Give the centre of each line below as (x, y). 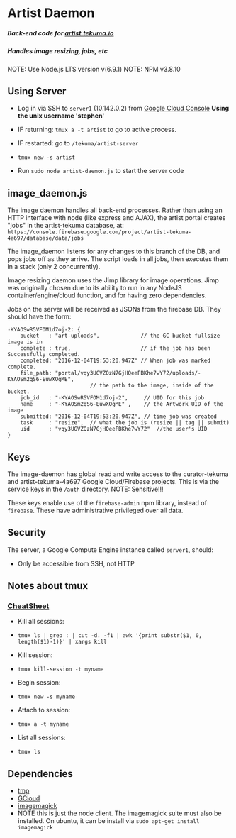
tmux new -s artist (46, 158)
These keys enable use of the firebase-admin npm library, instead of (107, 502)
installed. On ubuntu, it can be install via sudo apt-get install (108, 821)
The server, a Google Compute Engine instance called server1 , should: (111, 550)
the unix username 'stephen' (61, 116)
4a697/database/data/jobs (45, 238)
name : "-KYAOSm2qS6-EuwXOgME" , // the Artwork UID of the (122, 404)
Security (27, 533)
